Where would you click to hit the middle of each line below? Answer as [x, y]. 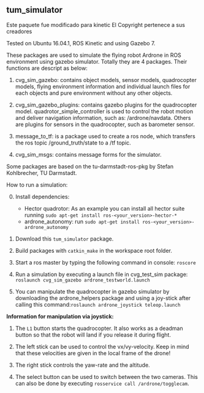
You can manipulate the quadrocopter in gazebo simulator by [92, 291]
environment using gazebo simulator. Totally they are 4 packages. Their [97, 61]
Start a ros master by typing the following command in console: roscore [105, 262]
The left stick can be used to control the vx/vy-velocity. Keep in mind [102, 346]
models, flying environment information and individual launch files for [103, 86]
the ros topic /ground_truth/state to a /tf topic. [73, 143]
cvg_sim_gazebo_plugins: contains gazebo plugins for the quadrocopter [106, 105]
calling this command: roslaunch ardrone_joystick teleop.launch [98, 304]
